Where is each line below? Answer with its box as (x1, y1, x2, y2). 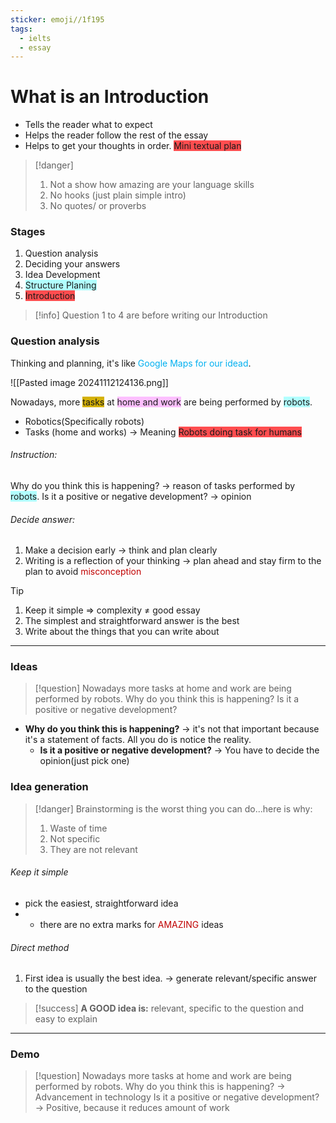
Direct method (10, 941, 70, 953)
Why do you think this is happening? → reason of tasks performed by (10, 479, 296, 491)
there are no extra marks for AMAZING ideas (39, 918, 224, 930)
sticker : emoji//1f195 (10, 14, 105, 25)
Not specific (49, 832, 101, 845)
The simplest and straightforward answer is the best (24, 615, 240, 627)
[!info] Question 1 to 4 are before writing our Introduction (34, 309, 268, 321)
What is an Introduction (10, 86, 210, 108)
